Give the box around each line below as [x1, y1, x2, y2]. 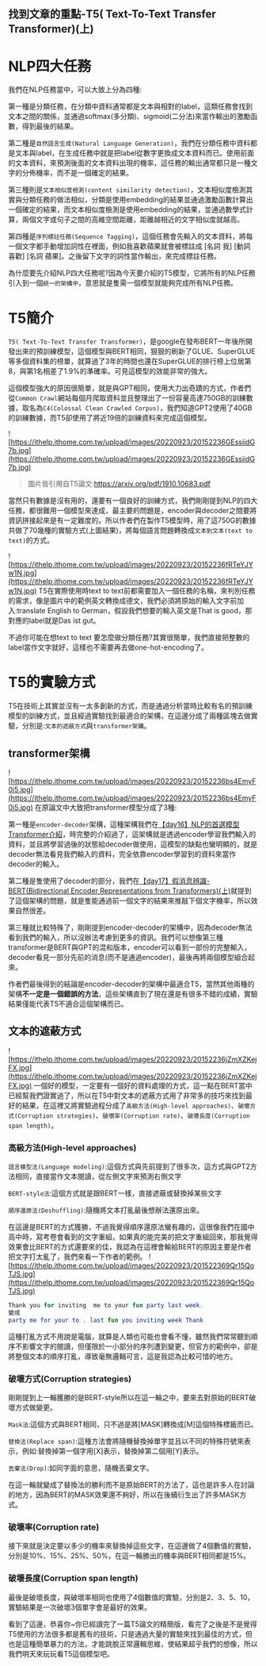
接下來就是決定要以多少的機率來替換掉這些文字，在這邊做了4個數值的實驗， [8, 1541, 256, 1551]
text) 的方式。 [8, 535, 54, 545]
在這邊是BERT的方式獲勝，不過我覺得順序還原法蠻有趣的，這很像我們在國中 [8, 1223, 255, 1232]
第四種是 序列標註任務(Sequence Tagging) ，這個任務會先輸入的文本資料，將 [8, 232, 247, 241]
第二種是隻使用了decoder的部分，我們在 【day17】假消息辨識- [8, 876, 211, 886]
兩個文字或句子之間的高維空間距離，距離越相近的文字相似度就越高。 [21, 215, 244, 225]
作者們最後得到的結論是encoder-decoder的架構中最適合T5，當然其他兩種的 [8, 979, 255, 989]
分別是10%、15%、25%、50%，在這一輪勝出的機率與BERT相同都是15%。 [8, 1551, 251, 1560]
